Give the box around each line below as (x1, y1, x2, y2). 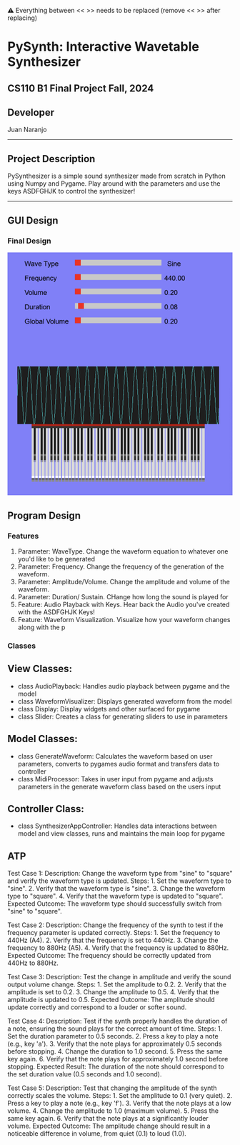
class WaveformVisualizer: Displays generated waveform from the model (17, 696, 232, 706)
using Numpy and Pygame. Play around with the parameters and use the (7, 179, 221, 188)
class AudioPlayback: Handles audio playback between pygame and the (17, 681, 230, 690)
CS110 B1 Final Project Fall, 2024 (7, 82, 154, 94)
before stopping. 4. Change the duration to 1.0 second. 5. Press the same (7, 1047, 223, 1056)
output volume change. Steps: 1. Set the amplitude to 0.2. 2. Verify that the (7, 980, 227, 989)
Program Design (7, 509, 81, 521)
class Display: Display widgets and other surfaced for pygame (17, 704, 201, 713)
